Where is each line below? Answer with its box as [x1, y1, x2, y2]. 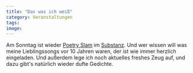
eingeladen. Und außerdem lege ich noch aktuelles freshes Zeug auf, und [6, 54, 185, 61]
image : [6, 25, 22, 31]
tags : [6, 20, 20, 26]
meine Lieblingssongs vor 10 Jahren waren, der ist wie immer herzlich [6, 48, 176, 55]
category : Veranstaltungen [6, 14, 73, 20]
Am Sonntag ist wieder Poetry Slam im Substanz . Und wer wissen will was [6, 42, 188, 49]
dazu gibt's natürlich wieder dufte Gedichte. [6, 61, 114, 68]
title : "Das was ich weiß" [6, 8, 73, 15]
